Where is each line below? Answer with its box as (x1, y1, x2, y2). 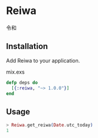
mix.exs (6, 68, 25, 75)
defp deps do (6, 80, 38, 85)
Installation (6, 42, 48, 51)
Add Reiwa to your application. (6, 57, 80, 64)
